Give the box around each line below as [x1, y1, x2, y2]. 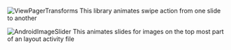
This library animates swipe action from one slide [79, 7, 221, 15]
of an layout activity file [7, 35, 75, 43]
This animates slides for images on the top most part [73, 28, 225, 35]
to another [7, 14, 37, 22]
